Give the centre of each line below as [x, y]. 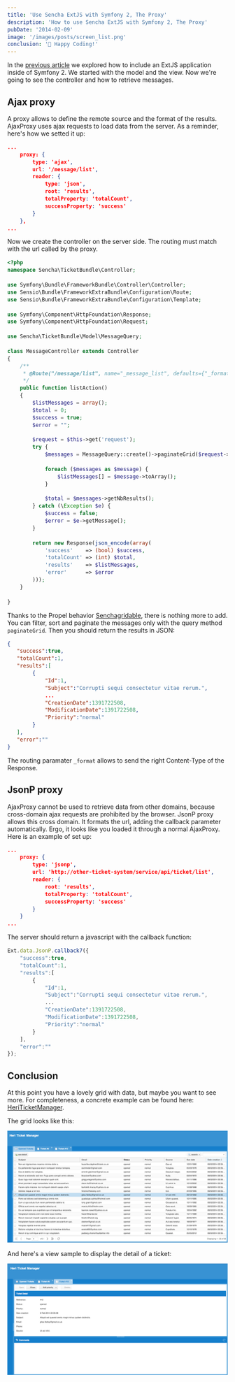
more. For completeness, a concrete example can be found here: [101, 1100]
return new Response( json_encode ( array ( [92, 543]
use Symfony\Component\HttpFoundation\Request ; [78, 322]
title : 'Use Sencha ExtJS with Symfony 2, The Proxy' [87, 15]
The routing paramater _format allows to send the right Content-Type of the [116, 760]
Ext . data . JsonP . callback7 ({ [48, 951]
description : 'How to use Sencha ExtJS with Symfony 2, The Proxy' [108, 22]
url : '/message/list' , [65, 169]
